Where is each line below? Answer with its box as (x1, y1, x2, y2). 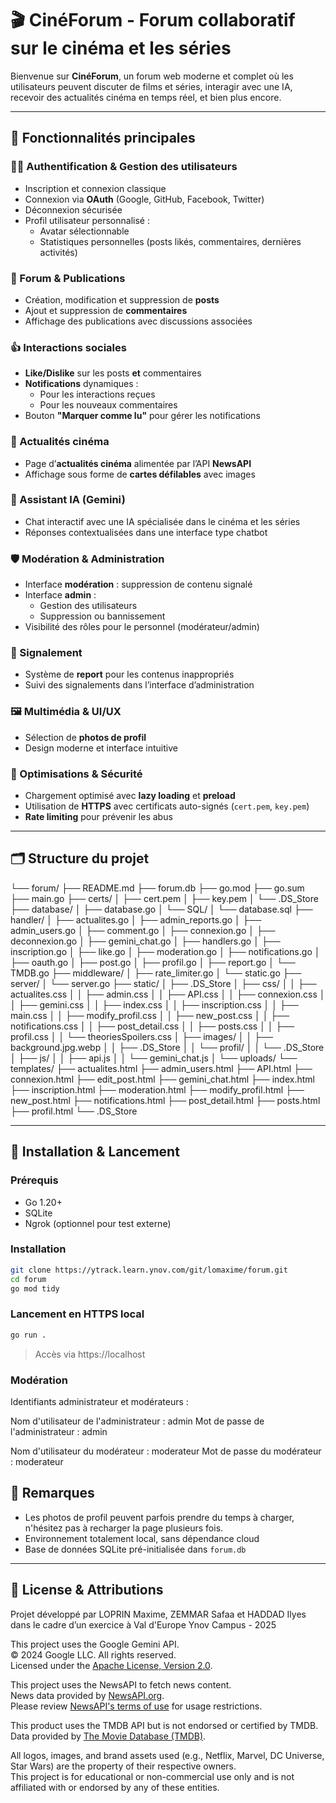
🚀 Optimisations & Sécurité (10, 767, 143, 781)
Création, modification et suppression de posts (24, 293, 220, 306)
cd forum (10, 1274, 47, 1284)
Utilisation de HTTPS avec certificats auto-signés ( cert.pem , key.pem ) (24, 800, 310, 812)
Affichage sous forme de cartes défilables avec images (24, 468, 256, 480)
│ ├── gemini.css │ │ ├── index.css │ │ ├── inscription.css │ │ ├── (10, 998, 299, 1011)
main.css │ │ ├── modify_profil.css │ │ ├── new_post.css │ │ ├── (10, 1009, 290, 1021)
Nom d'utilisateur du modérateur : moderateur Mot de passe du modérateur (10, 1445, 322, 1457)
